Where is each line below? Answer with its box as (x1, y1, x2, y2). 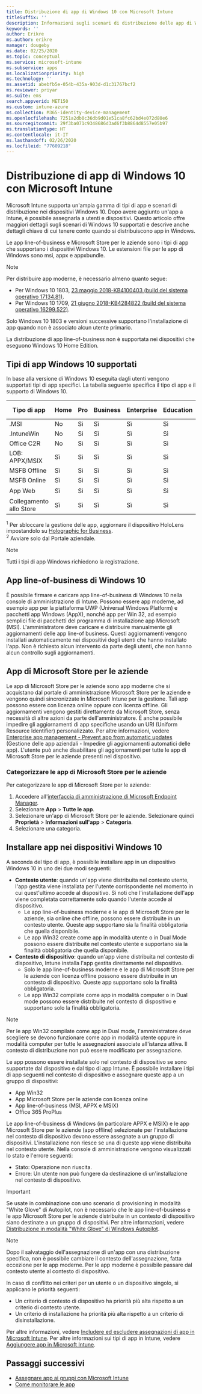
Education (163, 406, 193, 414)
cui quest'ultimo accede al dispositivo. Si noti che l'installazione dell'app (14, 889, 194, 896)
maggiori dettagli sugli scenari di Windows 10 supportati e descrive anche (6, 221, 189, 228)
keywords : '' (6, 25, 39, 32)
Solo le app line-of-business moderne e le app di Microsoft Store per (23, 966, 195, 973)
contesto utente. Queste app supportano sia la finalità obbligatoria (23, 921, 188, 928)
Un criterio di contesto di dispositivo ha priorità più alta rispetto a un (14, 1297, 183, 1304)
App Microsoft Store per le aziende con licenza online (14, 1095, 148, 1102)
